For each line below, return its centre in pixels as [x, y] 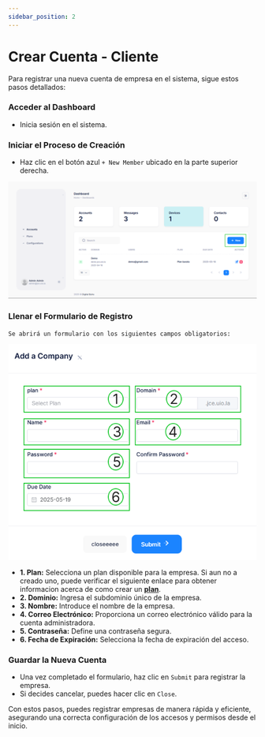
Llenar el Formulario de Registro [71, 316]
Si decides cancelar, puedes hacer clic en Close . [98, 694]
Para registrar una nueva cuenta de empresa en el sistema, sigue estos [123, 78]
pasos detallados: [37, 87]
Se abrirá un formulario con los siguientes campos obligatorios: [119, 334]
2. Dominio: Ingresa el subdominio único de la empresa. [111, 598]
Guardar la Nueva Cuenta [58, 660]
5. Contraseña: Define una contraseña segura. [95, 631]
